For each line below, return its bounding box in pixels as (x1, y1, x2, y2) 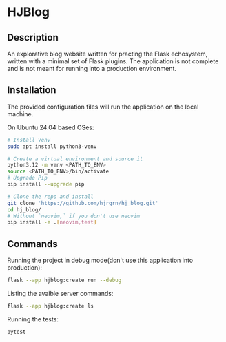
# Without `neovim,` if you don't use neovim (7, 213, 140, 220)
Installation (7, 84, 56, 96)
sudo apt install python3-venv (7, 142, 97, 150)
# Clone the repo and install (7, 193, 94, 200)
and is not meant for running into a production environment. (7, 65, 177, 72)
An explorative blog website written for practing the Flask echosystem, (7, 50, 208, 58)
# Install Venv (7, 136, 51, 143)
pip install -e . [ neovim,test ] (7, 219, 97, 226)
